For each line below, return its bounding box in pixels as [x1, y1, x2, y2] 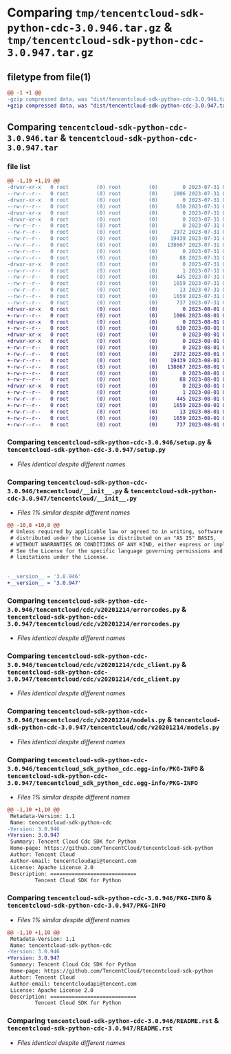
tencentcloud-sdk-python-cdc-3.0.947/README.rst [7, 1024, 173, 1033]
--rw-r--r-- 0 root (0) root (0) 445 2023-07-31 [7, 274, 220, 281]
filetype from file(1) [7, 71, 91, 83]
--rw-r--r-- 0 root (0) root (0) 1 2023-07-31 [7, 267, 220, 274]
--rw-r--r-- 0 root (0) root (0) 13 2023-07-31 [7, 286, 220, 294]
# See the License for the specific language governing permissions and [10, 547, 223, 555]
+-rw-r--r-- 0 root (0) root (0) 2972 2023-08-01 [7, 350, 220, 357]
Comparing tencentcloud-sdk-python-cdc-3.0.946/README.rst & [7, 1016, 219, 1026]
